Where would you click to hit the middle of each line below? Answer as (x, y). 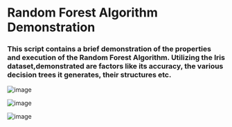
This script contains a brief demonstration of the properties (109, 49)
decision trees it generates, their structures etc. (89, 75)
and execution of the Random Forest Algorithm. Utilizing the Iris (116, 58)
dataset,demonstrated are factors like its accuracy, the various (115, 66)
